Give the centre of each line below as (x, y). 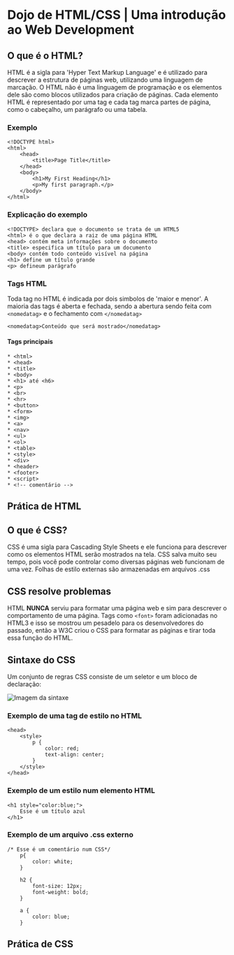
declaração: (24, 684)
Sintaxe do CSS (41, 660)
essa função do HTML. (40, 638)
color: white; (53, 861)
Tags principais (30, 342)
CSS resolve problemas (59, 591)
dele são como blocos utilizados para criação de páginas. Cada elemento (113, 95)
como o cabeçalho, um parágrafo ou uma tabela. (78, 109)
